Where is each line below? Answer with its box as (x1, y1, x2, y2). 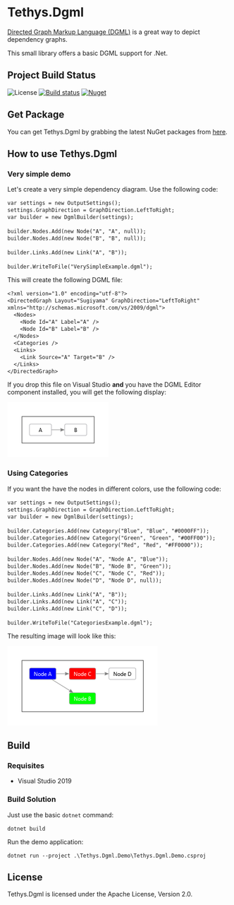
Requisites (7, 761, 44, 771)
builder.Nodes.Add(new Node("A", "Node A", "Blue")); (7, 556, 169, 563)
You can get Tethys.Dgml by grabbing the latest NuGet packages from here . (7, 127, 228, 136)
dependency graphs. (7, 35, 68, 43)
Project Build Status (7, 69, 97, 81)
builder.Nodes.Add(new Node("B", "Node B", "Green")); (7, 563, 172, 570)
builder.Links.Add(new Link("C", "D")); (7, 605, 128, 612)
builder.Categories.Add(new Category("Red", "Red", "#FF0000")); (7, 542, 203, 549)
